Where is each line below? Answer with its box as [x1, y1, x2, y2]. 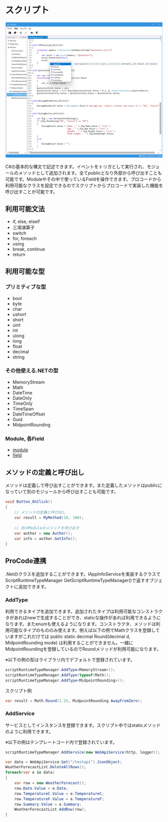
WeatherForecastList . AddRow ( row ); [14, 807, 86, 812]
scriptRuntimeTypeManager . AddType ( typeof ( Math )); [5, 672, 111, 677]
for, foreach [12, 235, 37, 241]
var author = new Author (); [14, 531, 73, 536]
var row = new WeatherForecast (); [14, 781, 86, 786]
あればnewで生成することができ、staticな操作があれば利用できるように [14, 614, 161, 620]
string [12, 354, 25, 360]
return [12, 251, 26, 257]
